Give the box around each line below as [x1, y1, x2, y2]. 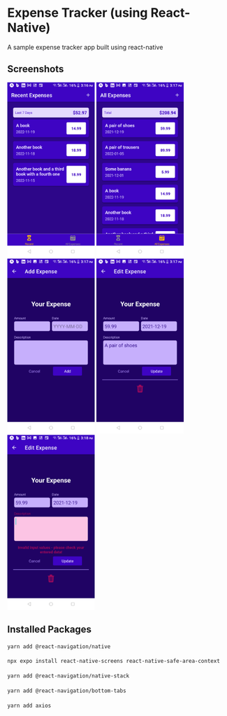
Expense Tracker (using [7, 5, 148, 21]
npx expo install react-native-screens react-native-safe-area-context [7, 658, 220, 665]
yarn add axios [7, 702, 52, 709]
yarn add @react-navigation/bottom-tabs [7, 687, 127, 694]
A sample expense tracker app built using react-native [7, 43, 163, 51]
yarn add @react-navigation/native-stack [7, 673, 130, 680]
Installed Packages [7, 624, 92, 636]
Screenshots [7, 63, 64, 75]
